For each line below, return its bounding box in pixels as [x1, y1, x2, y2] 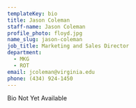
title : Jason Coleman [7, 17, 70, 24]
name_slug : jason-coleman [7, 36, 82, 43]
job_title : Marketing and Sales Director [7, 43, 130, 49]
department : [7, 49, 42, 56]
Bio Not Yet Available [7, 94, 68, 102]
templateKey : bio [7, 10, 58, 17]
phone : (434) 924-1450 [7, 75, 73, 82]
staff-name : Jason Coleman [7, 23, 86, 30]
